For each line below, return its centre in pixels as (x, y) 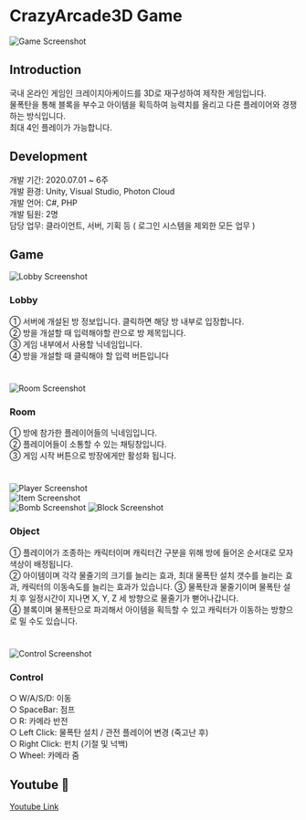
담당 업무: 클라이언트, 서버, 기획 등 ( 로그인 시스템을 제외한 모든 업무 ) (132, 226)
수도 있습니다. (53, 621)
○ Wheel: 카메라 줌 (44, 755)
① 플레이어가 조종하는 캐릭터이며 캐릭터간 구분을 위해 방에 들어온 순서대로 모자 (152, 552)
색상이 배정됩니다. (42, 563)
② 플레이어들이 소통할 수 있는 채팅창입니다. (88, 445)
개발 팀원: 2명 (34, 214)
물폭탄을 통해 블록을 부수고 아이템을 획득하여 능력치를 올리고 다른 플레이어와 (145, 104)
